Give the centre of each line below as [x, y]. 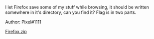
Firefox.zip [16, 31]
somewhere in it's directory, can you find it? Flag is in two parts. [71, 12]
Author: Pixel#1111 [23, 22]
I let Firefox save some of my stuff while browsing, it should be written [77, 7]
